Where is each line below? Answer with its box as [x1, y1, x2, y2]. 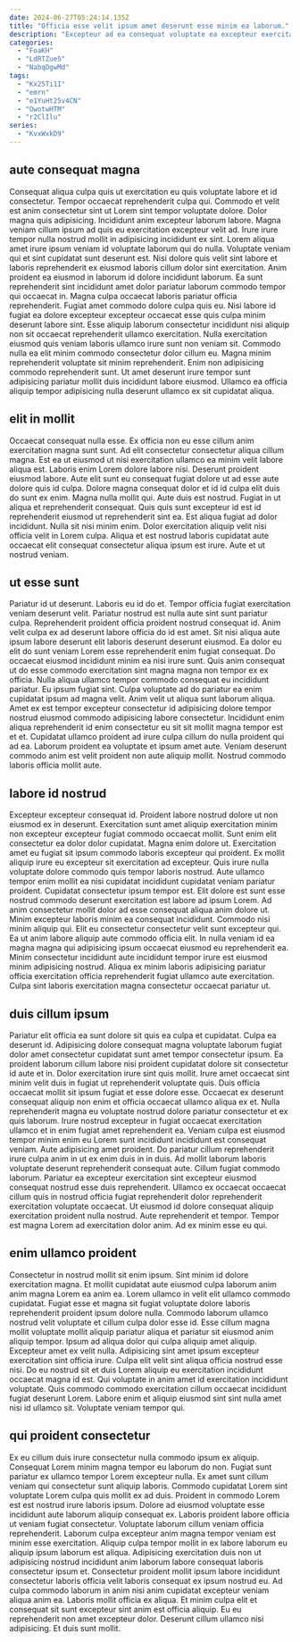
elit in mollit [9, 412, 76, 427]
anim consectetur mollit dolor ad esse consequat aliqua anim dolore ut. [9, 904, 271, 916]
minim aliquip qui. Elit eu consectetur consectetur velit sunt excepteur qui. [9, 924, 281, 934]
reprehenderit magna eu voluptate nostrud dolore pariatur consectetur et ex [9, 1105, 288, 1117]
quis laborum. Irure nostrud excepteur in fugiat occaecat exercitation [9, 1115, 262, 1126]
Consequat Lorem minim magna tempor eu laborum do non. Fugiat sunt [9, 1462, 272, 1472]
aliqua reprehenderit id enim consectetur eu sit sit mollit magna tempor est [9, 722, 284, 733]
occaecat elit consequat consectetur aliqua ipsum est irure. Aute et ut [9, 540, 266, 550]
